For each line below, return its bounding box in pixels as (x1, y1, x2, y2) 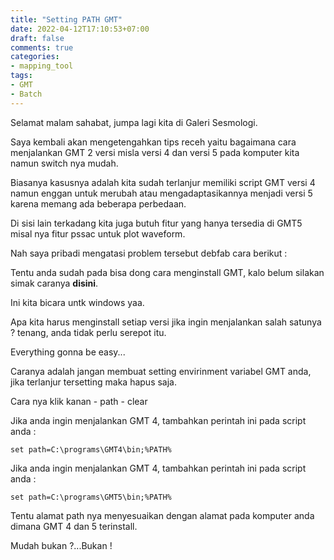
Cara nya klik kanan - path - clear (10, 395, 148, 407)
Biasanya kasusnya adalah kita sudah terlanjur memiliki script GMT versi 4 (10, 176, 316, 188)
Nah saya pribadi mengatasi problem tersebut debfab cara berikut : (10, 247, 288, 259)
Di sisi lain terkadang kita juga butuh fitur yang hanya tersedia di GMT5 (10, 217, 303, 229)
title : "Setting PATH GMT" (10, 14, 123, 25)
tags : (10, 71, 33, 81)
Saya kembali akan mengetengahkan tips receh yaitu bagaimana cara (10, 136, 297, 148)
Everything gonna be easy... (10, 346, 126, 358)
